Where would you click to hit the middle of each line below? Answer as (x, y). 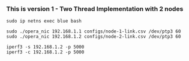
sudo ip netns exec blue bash (44, 21)
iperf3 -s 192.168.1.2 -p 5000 (45, 47)
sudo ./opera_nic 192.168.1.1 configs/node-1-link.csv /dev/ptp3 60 (94, 31)
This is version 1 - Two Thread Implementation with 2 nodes (95, 9)
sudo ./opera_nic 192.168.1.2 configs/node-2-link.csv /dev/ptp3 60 (94, 37)
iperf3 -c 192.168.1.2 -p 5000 (45, 52)
